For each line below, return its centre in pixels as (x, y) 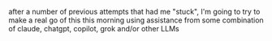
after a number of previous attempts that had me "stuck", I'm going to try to (134, 12)
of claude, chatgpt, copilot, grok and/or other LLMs (94, 29)
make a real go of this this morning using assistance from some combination (136, 20)
